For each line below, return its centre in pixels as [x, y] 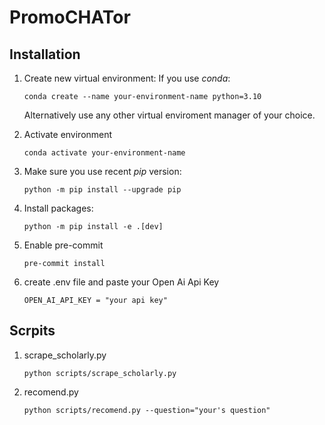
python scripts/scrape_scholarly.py [100, 373]
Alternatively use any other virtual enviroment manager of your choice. [169, 115]
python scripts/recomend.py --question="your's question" [147, 410]
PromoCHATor [70, 17]
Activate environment [68, 134]
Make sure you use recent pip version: [102, 171]
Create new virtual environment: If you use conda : [127, 78]
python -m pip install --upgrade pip [102, 190]
